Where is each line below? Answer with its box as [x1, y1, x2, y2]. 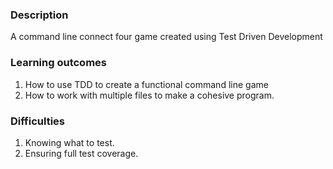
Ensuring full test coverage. [24, 147, 139, 159]
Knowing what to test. [24, 136, 115, 148]
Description [10, 8, 69, 22]
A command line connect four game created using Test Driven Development [10, 31, 323, 43]
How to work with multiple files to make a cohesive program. [24, 89, 275, 101]
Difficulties [10, 114, 65, 128]
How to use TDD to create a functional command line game [24, 78, 269, 90]
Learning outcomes [10, 56, 107, 70]
